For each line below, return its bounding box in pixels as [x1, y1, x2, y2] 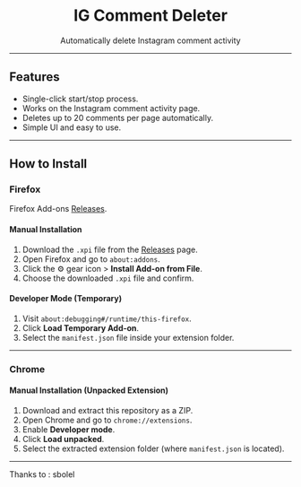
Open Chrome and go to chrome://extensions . [21, 414, 193, 425]
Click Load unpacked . [21, 433, 105, 444]
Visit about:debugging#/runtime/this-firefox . [21, 313, 193, 324]
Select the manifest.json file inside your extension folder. [21, 332, 235, 343]
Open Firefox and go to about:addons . [21, 253, 161, 265]
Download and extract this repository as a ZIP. [21, 404, 193, 415]
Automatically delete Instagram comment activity [60, 35, 241, 46]
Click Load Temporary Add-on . [21, 322, 140, 333]
